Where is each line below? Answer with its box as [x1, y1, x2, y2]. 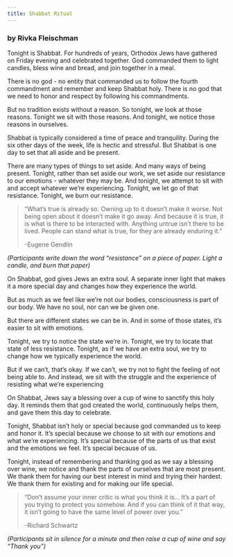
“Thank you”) [7, 542, 46, 550]
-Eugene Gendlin [24, 240, 73, 249]
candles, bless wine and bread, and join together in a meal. [7, 63, 175, 72]
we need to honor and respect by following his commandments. [7, 92, 189, 100]
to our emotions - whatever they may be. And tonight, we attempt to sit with [7, 176, 223, 185]
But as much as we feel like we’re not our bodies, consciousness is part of [7, 295, 219, 304]
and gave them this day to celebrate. [7, 408, 112, 417]
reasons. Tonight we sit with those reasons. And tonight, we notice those [7, 113, 215, 121]
